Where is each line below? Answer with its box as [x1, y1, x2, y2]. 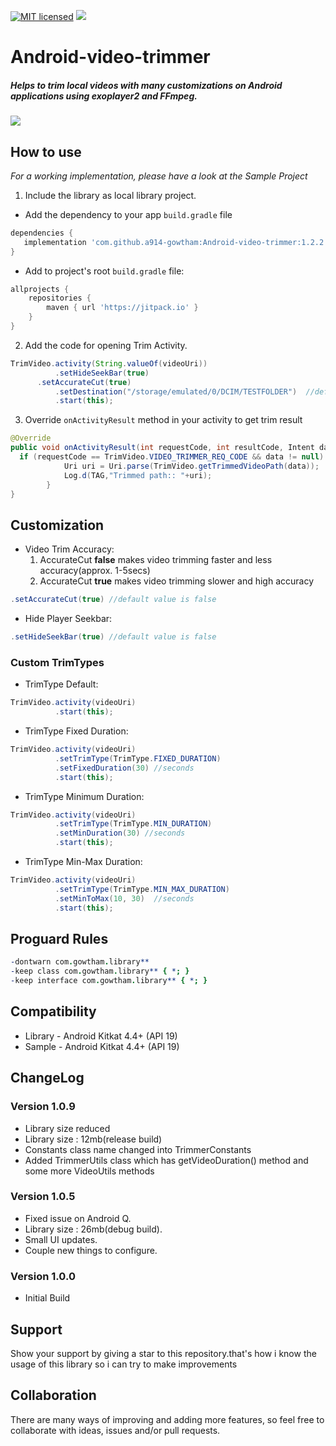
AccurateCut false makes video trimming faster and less [39, 554, 273, 566]
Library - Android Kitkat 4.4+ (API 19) [24, 1030, 178, 1042]
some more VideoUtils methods [24, 1165, 155, 1177]
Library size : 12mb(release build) [24, 1133, 163, 1145]
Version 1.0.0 [10, 1269, 76, 1283]
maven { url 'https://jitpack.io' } [46, 303, 199, 313]
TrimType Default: [24, 678, 99, 690]
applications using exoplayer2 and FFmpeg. [10, 90, 198, 102]
